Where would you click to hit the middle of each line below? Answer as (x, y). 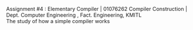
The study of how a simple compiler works (58, 21)
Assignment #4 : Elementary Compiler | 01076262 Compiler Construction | (97, 9)
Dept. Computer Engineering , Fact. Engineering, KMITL (74, 15)
